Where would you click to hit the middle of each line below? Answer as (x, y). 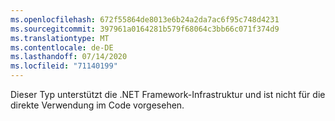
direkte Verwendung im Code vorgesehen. (97, 105)
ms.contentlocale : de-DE (62, 47)
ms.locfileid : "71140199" (64, 66)
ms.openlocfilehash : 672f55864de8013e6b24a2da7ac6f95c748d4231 (145, 19)
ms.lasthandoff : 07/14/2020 (69, 57)
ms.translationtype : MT (60, 38)
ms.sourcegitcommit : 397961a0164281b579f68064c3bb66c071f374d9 (145, 29)
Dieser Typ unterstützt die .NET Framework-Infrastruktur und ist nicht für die (168, 94)
